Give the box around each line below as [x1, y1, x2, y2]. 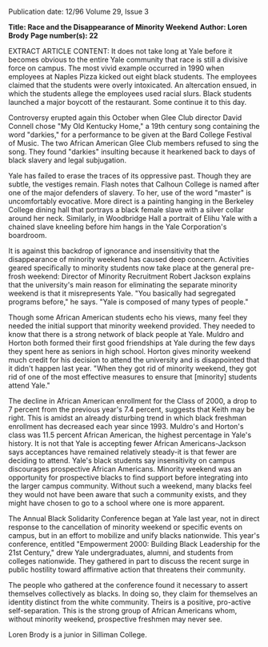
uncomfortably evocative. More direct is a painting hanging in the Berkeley [8, 196, 254, 206]
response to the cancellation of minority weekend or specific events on [8, 522, 242, 532]
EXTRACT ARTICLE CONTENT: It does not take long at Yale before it [8, 46, 233, 55]
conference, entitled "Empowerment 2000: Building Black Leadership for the [8, 540, 261, 549]
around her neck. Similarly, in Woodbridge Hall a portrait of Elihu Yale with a [8, 214, 258, 223]
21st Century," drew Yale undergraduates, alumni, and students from [8, 548, 234, 557]
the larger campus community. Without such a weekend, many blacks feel [8, 481, 252, 491]
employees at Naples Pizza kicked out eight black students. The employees [8, 72, 258, 81]
